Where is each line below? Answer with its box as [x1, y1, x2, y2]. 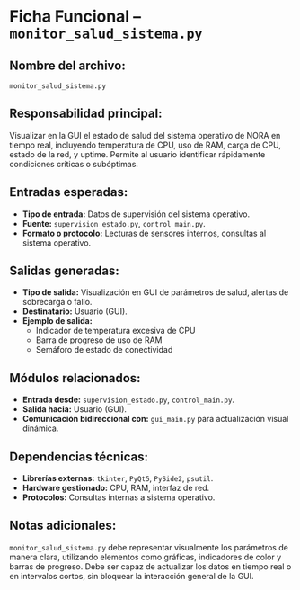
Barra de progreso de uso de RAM [35, 335, 163, 345]
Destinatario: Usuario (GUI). [22, 306, 128, 317]
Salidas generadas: [9, 264, 119, 279]
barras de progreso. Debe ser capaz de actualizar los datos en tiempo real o [9, 560, 292, 572]
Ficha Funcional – [9, 6, 142, 27]
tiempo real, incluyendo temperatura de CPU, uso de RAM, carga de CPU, [9, 139, 281, 150]
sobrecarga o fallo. [22, 297, 93, 308]
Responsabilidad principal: [9, 106, 163, 121]
